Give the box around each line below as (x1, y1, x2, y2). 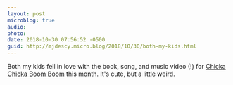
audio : (7, 23, 27, 30)
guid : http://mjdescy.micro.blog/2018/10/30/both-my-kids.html (7, 43, 197, 50)
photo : (7, 30, 27, 37)
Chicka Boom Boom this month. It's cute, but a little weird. (7, 70, 175, 78)
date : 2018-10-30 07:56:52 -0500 (7, 37, 106, 44)
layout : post (7, 10, 46, 18)
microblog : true (7, 17, 55, 24)
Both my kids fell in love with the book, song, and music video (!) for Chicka (7, 63, 227, 70)
